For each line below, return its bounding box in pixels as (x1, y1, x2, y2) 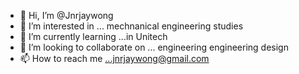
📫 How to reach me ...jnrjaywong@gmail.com (19, 53, 210, 64)
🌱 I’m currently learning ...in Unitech (19, 31, 168, 42)
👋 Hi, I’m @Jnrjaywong (19, 10, 114, 21)
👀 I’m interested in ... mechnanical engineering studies (19, 20, 244, 32)
